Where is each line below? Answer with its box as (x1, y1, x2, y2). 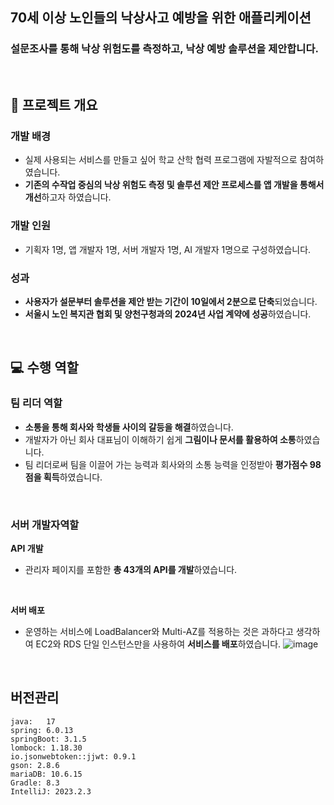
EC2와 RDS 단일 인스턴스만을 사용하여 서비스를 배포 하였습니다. (35, 638, 282, 650)
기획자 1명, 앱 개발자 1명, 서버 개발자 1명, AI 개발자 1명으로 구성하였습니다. (24, 243, 312, 255)
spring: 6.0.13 (10, 725, 74, 735)
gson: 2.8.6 (10, 760, 60, 770)
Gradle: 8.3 (10, 778, 60, 788)
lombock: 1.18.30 (10, 743, 83, 753)
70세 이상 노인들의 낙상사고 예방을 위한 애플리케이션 (10, 9, 312, 27)
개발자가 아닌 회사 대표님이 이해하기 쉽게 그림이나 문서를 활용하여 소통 (24, 433, 297, 445)
